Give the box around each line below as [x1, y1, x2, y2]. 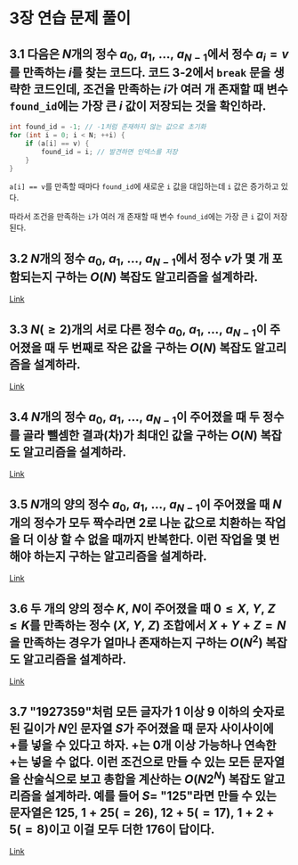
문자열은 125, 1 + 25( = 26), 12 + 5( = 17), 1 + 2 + [9, 804, 275, 820]
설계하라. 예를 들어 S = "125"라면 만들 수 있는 [44, 788, 278, 803]
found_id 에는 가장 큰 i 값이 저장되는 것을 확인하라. [9, 98, 267, 113]
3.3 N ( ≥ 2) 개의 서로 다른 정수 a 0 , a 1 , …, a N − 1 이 [9, 322, 267, 340]
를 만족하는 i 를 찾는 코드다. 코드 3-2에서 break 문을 [9, 64, 271, 80]
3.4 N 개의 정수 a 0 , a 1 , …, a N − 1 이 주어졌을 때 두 [9, 409, 261, 427]
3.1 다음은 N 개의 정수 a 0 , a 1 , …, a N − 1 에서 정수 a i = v [9, 46, 289, 63]
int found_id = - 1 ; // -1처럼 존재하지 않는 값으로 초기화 [9, 122, 206, 132]
